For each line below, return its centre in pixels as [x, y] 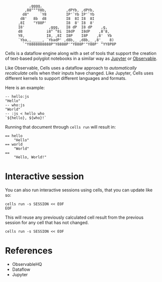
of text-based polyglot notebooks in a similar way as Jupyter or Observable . [81, 58]
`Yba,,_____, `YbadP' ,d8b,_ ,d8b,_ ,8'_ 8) [66, 40]
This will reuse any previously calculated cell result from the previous [74, 217]
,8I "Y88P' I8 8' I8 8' [56, 23]
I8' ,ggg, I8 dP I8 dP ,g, [63, 27]
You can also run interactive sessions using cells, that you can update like [79, 190]
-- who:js [15, 105]
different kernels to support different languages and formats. [66, 78]
